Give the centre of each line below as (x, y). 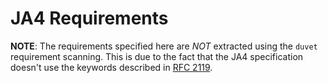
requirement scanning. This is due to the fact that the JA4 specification (157, 56)
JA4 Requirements (89, 18)
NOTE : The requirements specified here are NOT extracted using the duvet (164, 46)
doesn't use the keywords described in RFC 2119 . (111, 67)
